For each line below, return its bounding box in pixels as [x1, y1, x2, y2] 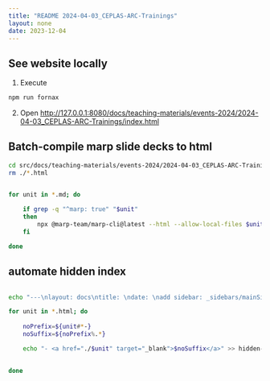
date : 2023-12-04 [8, 27, 67, 35]
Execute [19, 78, 47, 88]
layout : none [8, 19, 52, 27]
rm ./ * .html [8, 168, 48, 177]
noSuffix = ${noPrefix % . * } [22, 330, 106, 338]
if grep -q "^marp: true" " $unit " [22, 205, 138, 213]
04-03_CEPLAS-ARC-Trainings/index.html [19, 117, 159, 126]
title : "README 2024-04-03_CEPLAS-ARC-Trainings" [8, 11, 178, 20]
